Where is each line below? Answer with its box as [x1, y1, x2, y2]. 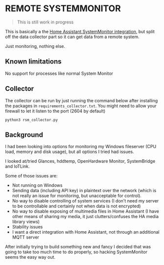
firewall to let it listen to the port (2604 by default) [5, 108, 106, 114]
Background [5, 131, 43, 139]
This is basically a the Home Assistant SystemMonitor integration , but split [5, 28, 155, 34]
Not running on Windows [12, 182, 63, 188]
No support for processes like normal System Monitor [5, 70, 114, 76]
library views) [12, 219, 40, 225]
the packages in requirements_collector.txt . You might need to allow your [5, 103, 157, 109]
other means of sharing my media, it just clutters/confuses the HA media [12, 214, 159, 220]
